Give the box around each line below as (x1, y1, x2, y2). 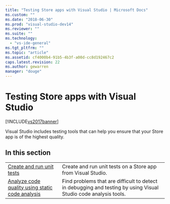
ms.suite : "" (5, 31, 33, 36)
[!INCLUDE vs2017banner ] (5, 118, 59, 125)
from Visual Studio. (62, 169, 107, 176)
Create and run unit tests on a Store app (62, 163, 157, 170)
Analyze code (8, 178, 40, 185)
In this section (5, 149, 51, 157)
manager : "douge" (5, 69, 42, 74)
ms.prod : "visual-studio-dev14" (5, 21, 73, 27)
